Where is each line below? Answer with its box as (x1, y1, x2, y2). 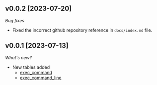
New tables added (12, 64, 50, 70)
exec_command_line (19, 75, 62, 81)
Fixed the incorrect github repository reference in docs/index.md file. (12, 27, 153, 33)
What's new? (5, 54, 32, 60)
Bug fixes (5, 17, 25, 23)
